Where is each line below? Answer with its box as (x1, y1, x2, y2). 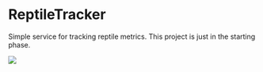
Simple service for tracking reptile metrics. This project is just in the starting (8, 32, 256, 41)
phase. (8, 40, 31, 49)
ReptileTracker (8, 6, 106, 24)
